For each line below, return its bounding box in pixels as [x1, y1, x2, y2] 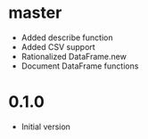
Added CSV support [21, 41, 95, 52]
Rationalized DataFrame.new [21, 51, 127, 61]
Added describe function [21, 32, 113, 43]
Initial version [21, 121, 70, 132]
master [8, 3, 62, 23]
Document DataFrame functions [21, 61, 139, 71]
